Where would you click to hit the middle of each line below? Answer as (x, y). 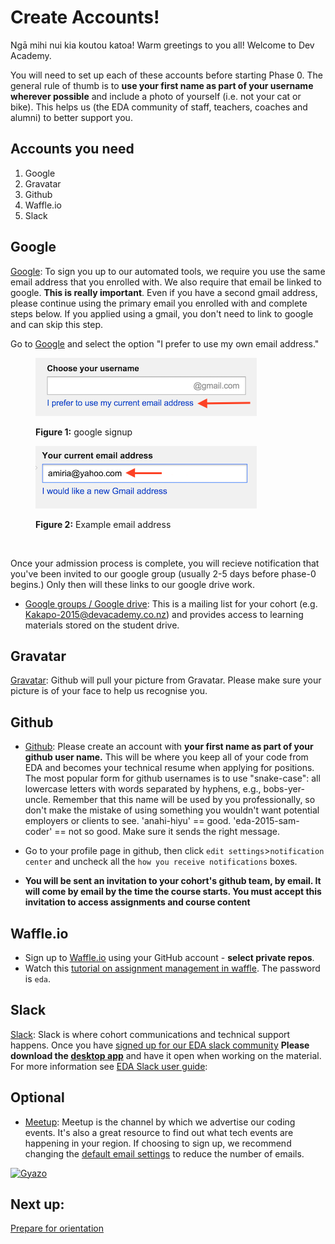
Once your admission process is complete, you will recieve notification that (165, 563)
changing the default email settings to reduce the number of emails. (164, 1153)
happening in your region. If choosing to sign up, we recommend (158, 1143)
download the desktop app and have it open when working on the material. (166, 1055)
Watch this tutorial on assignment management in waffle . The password (172, 968)
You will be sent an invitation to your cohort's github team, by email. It (173, 881)
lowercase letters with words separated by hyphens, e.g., (143, 789)
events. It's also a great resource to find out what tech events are (159, 1132)
